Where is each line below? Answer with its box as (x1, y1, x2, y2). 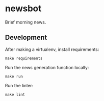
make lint (5, 92, 26, 97)
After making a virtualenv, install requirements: (5, 46, 99, 52)
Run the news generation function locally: (5, 64, 89, 70)
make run (5, 74, 23, 79)
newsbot (5, 3, 42, 14)
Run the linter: (5, 82, 33, 88)
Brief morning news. (5, 19, 46, 25)
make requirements (5, 56, 43, 61)
